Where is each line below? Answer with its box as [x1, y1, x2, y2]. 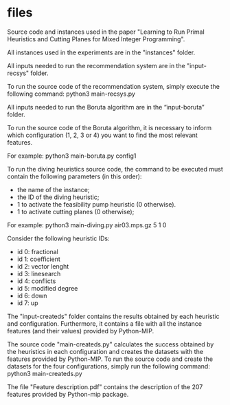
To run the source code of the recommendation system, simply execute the [7, 82, 220, 90]
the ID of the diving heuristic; [16, 193, 100, 201]
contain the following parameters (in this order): [7, 172, 142, 180]
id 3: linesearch [16, 269, 61, 278]
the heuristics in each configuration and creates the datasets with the [7, 347, 204, 355]
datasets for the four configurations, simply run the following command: [7, 362, 211, 370]
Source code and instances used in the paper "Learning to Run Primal [7, 28, 205, 36]
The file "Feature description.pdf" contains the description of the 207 [7, 382, 203, 391]
